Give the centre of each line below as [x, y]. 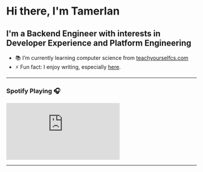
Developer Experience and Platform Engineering [99, 43]
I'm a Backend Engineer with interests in [84, 34]
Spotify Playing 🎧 [33, 91]
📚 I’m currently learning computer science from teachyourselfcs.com [101, 58]
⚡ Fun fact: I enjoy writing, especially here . [68, 67]
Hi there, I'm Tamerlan [63, 11]
